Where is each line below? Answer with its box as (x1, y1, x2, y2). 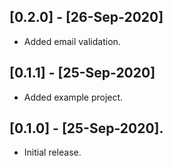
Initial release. (23, 146, 82, 159)
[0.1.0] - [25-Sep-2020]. (9, 120, 164, 137)
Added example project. (23, 91, 124, 103)
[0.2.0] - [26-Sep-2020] (9, 9, 164, 26)
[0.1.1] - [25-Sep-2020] (9, 65, 156, 82)
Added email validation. (23, 35, 121, 47)
